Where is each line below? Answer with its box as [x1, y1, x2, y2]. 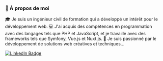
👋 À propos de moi [5, 5, 50, 12]
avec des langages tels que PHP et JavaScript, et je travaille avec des [5, 31, 146, 37]
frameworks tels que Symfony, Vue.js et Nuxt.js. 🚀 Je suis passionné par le [5, 36, 157, 41]
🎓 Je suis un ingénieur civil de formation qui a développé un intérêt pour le [5, 16, 158, 22]
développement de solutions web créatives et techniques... [5, 41, 125, 47]
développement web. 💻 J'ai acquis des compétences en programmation [5, 23, 152, 29]
